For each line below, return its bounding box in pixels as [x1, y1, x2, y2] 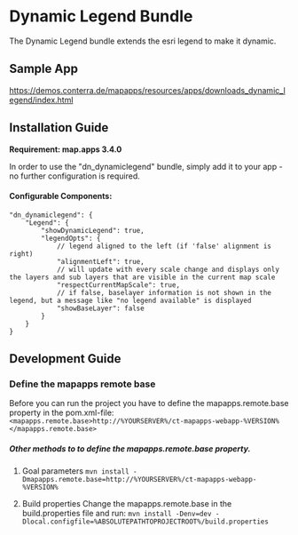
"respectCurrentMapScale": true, [56, 280, 180, 290]
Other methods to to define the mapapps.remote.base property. [9, 443, 251, 454]
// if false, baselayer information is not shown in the [56, 288, 272, 297]
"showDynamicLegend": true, [41, 226, 145, 235]
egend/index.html [9, 94, 74, 105]
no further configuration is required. [9, 171, 140, 181]
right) [9, 249, 34, 259]
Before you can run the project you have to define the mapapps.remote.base [9, 398, 289, 409]
